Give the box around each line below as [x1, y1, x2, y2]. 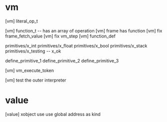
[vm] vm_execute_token [5, 67, 54, 73]
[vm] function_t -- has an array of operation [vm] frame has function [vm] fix [5, 27, 163, 33]
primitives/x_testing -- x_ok [5, 48, 61, 54]
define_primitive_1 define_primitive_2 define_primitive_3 [5, 57, 119, 63]
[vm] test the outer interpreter [5, 77, 66, 83]
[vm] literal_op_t [5, 18, 38, 24]
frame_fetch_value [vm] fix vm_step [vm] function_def [5, 33, 116, 39]
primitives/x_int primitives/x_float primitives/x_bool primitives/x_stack [5, 42, 148, 48]
